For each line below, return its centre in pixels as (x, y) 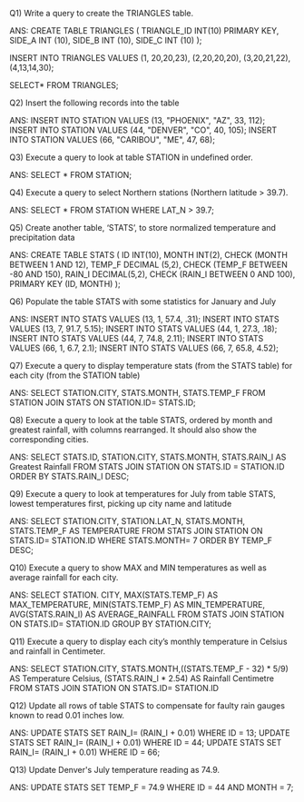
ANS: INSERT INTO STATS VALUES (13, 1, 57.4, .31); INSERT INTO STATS (144, 319)
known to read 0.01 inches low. (67, 715)
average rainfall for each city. (64, 577)
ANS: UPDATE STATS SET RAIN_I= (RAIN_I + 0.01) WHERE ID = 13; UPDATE (150, 733)
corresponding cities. (49, 439)
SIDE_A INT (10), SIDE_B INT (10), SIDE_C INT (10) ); (106, 40)
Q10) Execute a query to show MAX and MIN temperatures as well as (138, 568)
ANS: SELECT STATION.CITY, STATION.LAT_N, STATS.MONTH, (127, 521)
